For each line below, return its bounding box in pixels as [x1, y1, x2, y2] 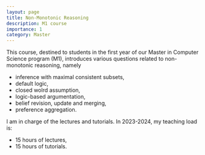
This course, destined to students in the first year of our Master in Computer [6, 48, 199, 56]
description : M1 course [6, 20, 67, 26]
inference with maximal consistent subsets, [15, 74, 125, 81]
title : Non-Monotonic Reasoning [6, 15, 89, 21]
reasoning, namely [34, 62, 81, 69]
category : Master [6, 32, 51, 38]
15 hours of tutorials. [15, 143, 67, 150]
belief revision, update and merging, [15, 99, 106, 107]
